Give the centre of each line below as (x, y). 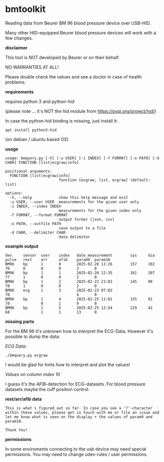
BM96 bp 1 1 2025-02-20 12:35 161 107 (80, 273)
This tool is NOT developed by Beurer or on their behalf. (62, 57)
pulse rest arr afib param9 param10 (58, 259)
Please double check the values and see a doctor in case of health (74, 76)
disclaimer (16, 47)
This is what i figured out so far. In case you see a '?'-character (79, 408)
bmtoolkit (25, 9)
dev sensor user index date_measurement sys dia (80, 255)
